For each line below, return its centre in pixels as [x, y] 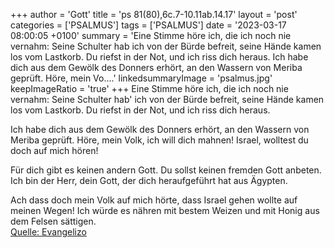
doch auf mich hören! [54, 150]
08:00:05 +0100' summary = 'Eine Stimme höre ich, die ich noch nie [151, 35]
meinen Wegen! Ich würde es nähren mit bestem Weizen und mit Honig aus [165, 210]
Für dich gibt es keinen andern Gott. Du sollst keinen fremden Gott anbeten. [166, 170]
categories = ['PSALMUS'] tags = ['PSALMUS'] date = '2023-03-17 [148, 25]
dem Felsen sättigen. [53, 221]
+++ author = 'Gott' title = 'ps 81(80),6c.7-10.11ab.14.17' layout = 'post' [154, 14]
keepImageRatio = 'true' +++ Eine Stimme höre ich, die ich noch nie [149, 88]
